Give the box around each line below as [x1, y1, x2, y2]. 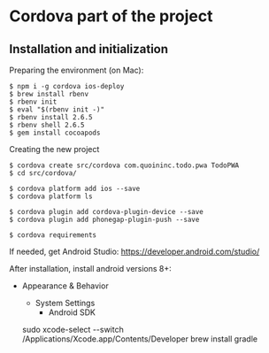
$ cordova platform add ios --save [9, 184, 141, 193]
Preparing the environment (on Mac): [9, 65, 144, 75]
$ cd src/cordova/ [9, 169, 77, 178]
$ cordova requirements [9, 231, 97, 240]
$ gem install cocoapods [9, 128, 101, 137]
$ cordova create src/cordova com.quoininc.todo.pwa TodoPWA [9, 161, 240, 170]
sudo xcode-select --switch [21, 325, 124, 334]
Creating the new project [9, 144, 100, 154]
